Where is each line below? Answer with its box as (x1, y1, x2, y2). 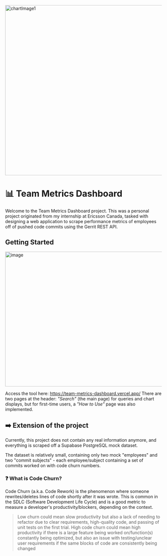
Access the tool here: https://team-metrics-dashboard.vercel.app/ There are (5, 390, 162, 397)
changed (17, 545, 36, 551)
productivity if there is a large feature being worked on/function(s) (17, 529, 153, 536)
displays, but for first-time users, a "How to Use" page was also (5, 401, 136, 407)
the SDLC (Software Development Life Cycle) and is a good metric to (5, 499, 146, 505)
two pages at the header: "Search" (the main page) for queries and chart (5, 396, 155, 401)
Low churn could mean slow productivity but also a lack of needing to (17, 514, 161, 520)
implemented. (5, 406, 33, 412)
